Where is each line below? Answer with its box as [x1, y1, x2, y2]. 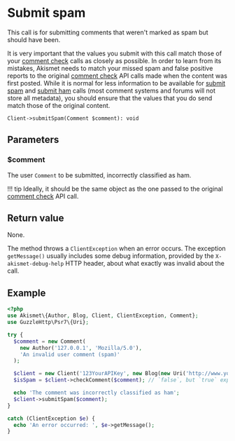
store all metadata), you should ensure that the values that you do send [7, 93, 213, 102]
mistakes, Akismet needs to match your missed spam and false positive [7, 64, 213, 72]
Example [7, 287, 46, 299]
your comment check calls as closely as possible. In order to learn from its [7, 56, 222, 65]
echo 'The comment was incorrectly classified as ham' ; [13, 389, 180, 396]
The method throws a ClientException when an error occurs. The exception [7, 244, 226, 253]
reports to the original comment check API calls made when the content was [7, 72, 227, 80]
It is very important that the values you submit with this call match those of [7, 49, 222, 57]
